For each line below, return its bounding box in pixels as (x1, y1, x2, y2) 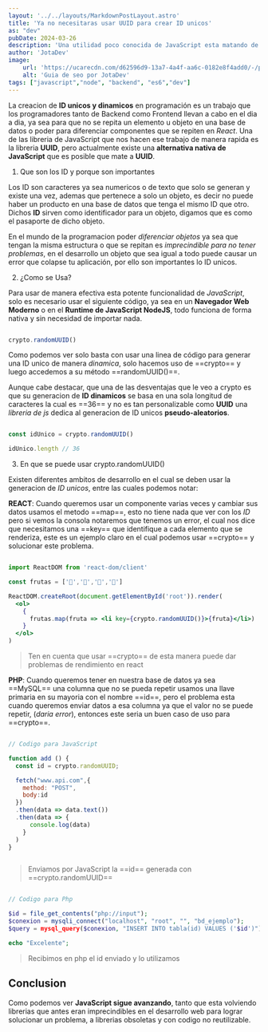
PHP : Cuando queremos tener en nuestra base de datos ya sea (8, 675, 216, 685)
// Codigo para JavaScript (8, 740, 98, 748)
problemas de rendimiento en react (27, 660, 144, 669)
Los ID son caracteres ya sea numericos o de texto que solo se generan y (8, 182, 250, 192)
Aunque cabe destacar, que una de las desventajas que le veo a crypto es (8, 382, 252, 392)
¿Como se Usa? (19, 272, 72, 282)
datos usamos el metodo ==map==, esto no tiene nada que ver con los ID (8, 508, 250, 517)
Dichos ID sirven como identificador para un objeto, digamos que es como (8, 208, 253, 217)
